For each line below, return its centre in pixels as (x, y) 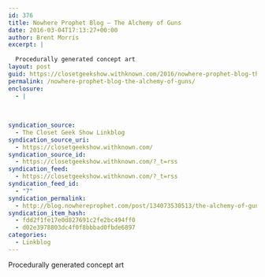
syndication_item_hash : (47, 213)
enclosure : (26, 89)
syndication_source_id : (47, 154)
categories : (28, 235)
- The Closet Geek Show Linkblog (70, 132)
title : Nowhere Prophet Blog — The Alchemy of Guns (95, 23)
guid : (17, 74)
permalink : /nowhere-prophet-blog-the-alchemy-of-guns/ (102, 81)
